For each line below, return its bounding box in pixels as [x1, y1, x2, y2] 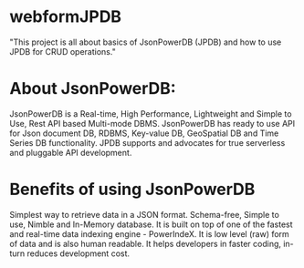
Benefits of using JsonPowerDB [9, 180, 256, 200]
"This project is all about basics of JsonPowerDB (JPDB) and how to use [9, 36, 282, 47]
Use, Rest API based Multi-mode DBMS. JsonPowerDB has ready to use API [9, 118, 295, 129]
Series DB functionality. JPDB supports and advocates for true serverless [9, 137, 286, 148]
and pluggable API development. [9, 147, 132, 158]
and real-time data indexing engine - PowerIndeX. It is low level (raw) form [9, 228, 289, 239]
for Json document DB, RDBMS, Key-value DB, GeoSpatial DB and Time [9, 128, 279, 139]
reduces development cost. [26, 248, 131, 259]
